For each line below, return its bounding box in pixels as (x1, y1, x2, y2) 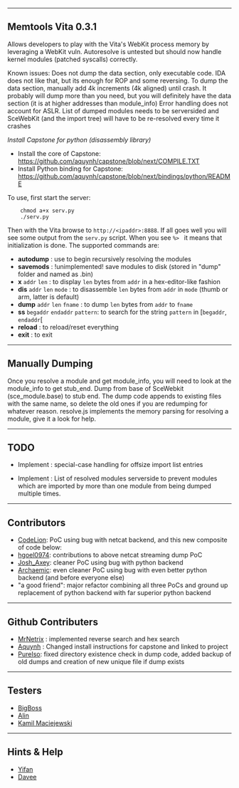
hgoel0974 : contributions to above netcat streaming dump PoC (17, 551, 203, 560)
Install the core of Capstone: (17, 149, 101, 157)
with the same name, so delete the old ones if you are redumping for (7, 399, 208, 408)
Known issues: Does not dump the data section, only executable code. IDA (7, 68, 226, 77)
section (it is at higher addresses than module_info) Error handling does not (7, 99, 228, 107)
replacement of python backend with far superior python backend (17, 589, 211, 597)
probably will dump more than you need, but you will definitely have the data (7, 91, 232, 100)
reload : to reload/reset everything (17, 322, 119, 331)
